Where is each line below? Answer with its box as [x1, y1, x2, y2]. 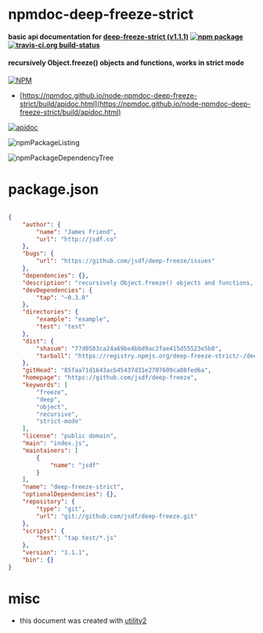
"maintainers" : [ [22, 446, 79, 454]
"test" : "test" [36, 323, 86, 331]
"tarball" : [36, 351, 72, 360]
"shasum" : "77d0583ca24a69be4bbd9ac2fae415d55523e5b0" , [36, 344, 222, 352]
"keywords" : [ [22, 381, 68, 389]
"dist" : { [22, 337, 55, 345]
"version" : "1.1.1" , [22, 549, 89, 557]
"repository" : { [22, 498, 76, 506]
